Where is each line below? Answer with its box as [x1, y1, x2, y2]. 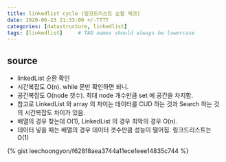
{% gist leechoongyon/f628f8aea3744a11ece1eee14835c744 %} [7, 147, 189, 155]
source [7, 54, 38, 66]
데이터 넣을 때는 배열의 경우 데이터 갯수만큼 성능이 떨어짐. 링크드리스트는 [16, 125, 212, 134]
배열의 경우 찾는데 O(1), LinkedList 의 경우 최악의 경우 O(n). [16, 117, 178, 125]
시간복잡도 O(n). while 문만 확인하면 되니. [16, 83, 129, 91]
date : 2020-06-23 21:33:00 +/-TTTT [7, 17, 109, 23]
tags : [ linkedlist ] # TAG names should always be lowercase [7, 29, 195, 37]
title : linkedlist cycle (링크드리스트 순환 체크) [7, 10, 141, 17]
